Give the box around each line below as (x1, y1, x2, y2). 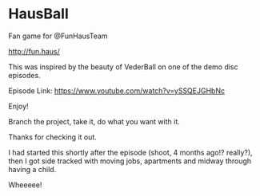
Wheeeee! (8, 180, 42, 190)
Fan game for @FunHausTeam (8, 31, 108, 41)
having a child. (8, 164, 57, 174)
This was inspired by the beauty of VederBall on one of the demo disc (8, 61, 238, 72)
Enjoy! (8, 101, 30, 111)
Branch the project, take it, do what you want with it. (8, 116, 180, 126)
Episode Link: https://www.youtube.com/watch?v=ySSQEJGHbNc (8, 85, 226, 96)
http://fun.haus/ (8, 46, 60, 56)
